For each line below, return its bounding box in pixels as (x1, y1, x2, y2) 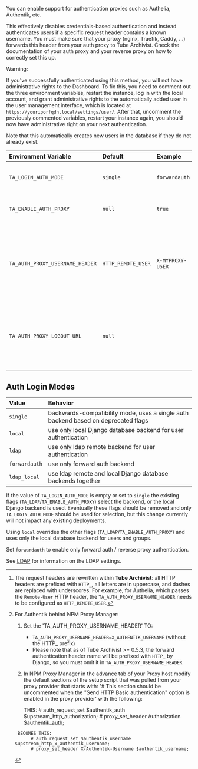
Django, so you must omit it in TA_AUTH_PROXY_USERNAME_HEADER (32, 659, 183, 666)
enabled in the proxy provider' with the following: (23, 695, 143, 702)
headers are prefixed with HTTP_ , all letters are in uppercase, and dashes (14, 580, 190, 588)
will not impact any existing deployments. (6, 517, 107, 524)
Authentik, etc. (6, 11, 42, 18)
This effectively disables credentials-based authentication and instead (6, 23, 177, 29)
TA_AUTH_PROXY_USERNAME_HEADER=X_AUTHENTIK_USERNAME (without (32, 633, 186, 641)
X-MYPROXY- (156, 257, 187, 264)
